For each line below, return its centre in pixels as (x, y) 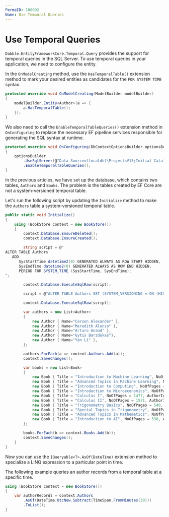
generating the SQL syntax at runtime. (45, 138)
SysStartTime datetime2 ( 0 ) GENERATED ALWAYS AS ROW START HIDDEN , (90, 262)
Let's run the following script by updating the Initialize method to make (81, 200)
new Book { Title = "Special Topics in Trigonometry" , (91, 410)
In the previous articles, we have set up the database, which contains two (81, 180)
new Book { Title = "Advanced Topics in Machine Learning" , (96, 382)
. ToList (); (35, 505)
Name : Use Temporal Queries (35, 15)
